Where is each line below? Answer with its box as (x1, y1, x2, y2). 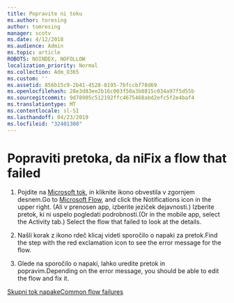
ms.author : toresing (7, 17, 68, 24)
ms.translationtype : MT (7, 101, 77, 108)
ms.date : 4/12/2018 (7, 36, 64, 43)
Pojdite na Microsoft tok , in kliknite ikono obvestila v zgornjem (17, 188, 195, 196)
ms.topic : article (7, 49, 61, 56)
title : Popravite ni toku (7, 10, 82, 17)
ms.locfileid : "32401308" (7, 120, 82, 127)
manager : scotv (7, 29, 52, 37)
